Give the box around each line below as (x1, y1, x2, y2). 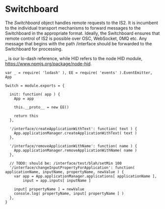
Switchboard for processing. (5, 46, 63, 52)
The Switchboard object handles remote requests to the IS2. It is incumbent (5, 20, 158, 26)
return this (14, 113, 38, 118)
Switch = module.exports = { (5, 83, 65, 88)
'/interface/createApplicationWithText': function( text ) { (9, 126, 137, 131)
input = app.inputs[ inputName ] (23, 178, 91, 183)
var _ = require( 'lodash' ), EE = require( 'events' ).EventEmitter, (5, 70, 153, 75)
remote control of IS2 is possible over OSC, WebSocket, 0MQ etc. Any (5, 35, 147, 41)
